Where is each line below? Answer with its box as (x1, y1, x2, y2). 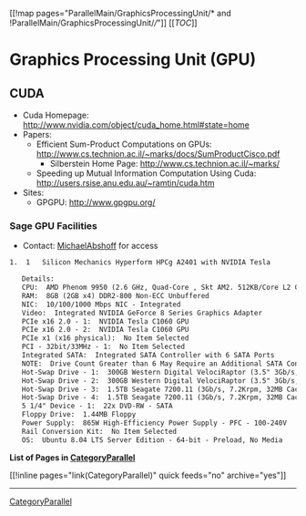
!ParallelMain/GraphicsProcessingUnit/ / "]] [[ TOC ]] (9, 17, 198, 28)
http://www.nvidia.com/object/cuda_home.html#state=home (22, 119, 250, 130)
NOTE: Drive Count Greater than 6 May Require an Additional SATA (21, 359, 283, 368)
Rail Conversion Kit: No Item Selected (21, 427, 178, 436)
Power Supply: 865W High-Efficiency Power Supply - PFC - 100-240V (21, 418, 287, 428)
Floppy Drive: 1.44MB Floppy (21, 410, 137, 419)
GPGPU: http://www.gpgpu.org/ (36, 197, 156, 208)
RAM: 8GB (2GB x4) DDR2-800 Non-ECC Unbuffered (21, 291, 209, 300)
